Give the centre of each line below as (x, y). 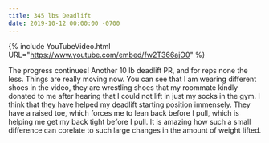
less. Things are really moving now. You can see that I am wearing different (132, 79)
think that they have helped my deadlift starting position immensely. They (129, 104)
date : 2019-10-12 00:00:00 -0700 (64, 23)
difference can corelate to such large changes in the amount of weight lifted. (135, 130)
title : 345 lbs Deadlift (50, 16)
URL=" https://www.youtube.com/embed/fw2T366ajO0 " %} (107, 55)
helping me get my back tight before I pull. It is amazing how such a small (130, 121)
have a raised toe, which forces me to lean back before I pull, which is (124, 112)
